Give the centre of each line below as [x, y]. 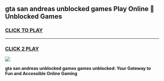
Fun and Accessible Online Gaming [41, 73]
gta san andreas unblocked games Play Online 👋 [80, 9]
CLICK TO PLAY [24, 31]
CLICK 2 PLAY [22, 49]
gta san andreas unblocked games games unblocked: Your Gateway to [78, 68]
